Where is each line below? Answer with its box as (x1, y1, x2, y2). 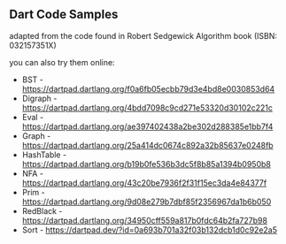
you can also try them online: (9, 57, 115, 67)
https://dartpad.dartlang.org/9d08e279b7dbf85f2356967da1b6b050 (21, 196, 272, 207)
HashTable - (21, 149, 67, 160)
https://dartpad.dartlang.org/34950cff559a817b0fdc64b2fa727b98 (21, 215, 268, 225)
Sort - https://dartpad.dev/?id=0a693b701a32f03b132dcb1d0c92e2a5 (21, 225, 277, 235)
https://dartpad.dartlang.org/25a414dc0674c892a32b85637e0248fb (21, 140, 274, 150)
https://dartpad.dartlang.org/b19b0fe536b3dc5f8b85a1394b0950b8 (21, 158, 272, 169)
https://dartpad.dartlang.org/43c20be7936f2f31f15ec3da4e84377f (21, 177, 267, 188)
